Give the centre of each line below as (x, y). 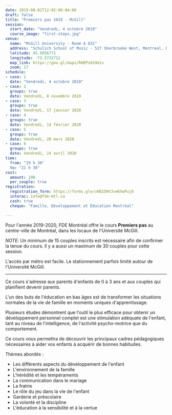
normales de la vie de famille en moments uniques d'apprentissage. (77, 302)
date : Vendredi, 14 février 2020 (46, 125)
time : (11, 158)
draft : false (19, 15)
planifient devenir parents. (33, 287)
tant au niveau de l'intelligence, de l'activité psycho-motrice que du (76, 323)
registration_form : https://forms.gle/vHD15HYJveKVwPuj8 (72, 192)
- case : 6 (16, 144)
